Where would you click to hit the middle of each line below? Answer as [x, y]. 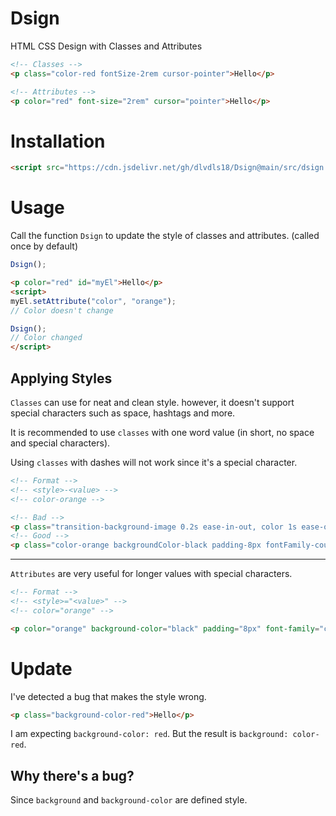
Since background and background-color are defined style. [129, 800]
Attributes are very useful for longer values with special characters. [151, 574]
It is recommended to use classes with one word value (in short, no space [162, 432]
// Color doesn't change [62, 310]
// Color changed [46, 338]
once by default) [44, 246]
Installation [58, 141]
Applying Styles [61, 378]
